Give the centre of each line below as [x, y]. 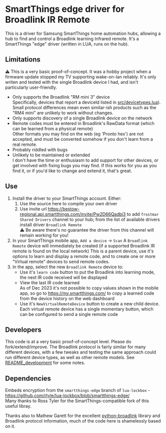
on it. [10, 426]
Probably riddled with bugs [40, 149]
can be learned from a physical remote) [53, 128]
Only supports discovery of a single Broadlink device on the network [82, 118]
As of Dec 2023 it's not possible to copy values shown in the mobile [89, 288]
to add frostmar [143, 214]
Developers [23, 330]
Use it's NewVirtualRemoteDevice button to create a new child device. [90, 304]
